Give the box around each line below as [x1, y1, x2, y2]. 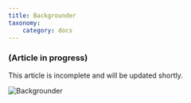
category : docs [22, 26, 73, 34]
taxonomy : [8, 19, 41, 27]
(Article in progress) [8, 52, 88, 63]
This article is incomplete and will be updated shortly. [8, 71, 183, 80]
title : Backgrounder [8, 11, 77, 20]
